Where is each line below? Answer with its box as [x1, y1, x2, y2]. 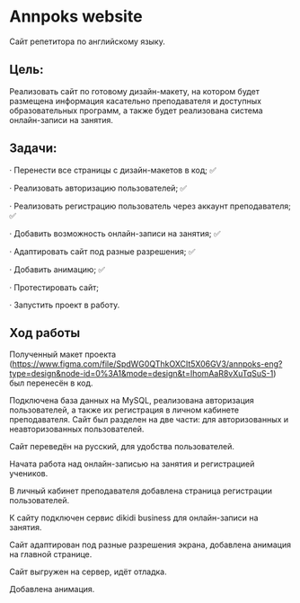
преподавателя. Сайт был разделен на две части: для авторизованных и [9, 414, 289, 425]
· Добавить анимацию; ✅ [9, 263, 106, 275]
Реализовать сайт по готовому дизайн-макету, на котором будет [9, 85, 260, 96]
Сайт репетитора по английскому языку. [9, 36, 166, 47]
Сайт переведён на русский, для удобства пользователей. [9, 441, 235, 452]
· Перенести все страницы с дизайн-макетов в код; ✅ [9, 164, 217, 175]
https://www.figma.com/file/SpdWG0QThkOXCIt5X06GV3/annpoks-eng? [12, 359, 283, 369]
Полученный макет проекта [9, 349, 117, 360]
